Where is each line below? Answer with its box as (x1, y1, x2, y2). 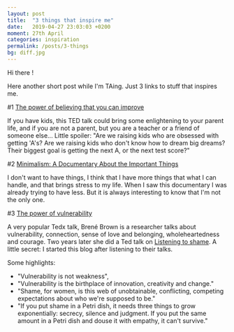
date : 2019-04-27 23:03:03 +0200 (7, 23, 111, 30)
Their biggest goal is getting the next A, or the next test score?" (7, 146, 190, 154)
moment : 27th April (7, 29, 64, 37)
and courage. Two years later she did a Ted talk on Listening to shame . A (7, 237, 217, 245)
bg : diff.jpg (7, 50, 45, 57)
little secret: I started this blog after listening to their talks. (7, 245, 173, 253)
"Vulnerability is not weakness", (17, 272, 110, 280)
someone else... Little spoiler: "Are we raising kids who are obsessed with (7, 131, 219, 140)
